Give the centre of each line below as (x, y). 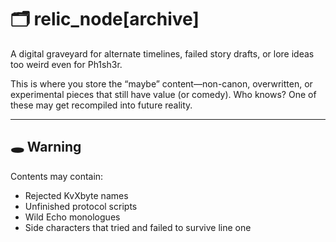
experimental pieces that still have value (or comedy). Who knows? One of (163, 94)
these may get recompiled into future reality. (101, 105)
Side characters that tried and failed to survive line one (138, 227)
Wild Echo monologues (72, 217)
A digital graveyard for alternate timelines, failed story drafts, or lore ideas (162, 53)
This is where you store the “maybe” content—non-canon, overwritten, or (161, 83)
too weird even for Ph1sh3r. (66, 64)
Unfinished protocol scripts (81, 206)
